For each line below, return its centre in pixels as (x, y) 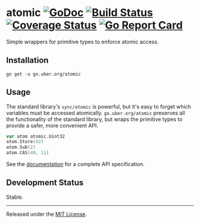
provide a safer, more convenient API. (52, 125)
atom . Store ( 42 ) (25, 142)
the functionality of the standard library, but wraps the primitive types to (94, 119)
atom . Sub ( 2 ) (21, 147)
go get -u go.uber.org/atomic (44, 74)
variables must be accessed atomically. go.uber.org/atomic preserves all (96, 113)
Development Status (45, 183)
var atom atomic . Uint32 (36, 136)
